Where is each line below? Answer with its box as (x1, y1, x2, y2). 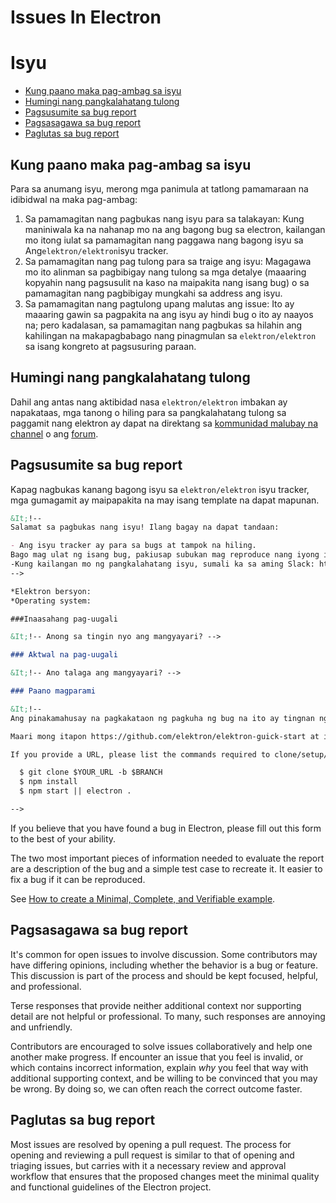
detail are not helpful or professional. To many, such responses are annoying (10, 1010, 326, 1022)
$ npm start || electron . (19, 786, 132, 796)
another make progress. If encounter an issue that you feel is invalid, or (10, 1051, 304, 1063)
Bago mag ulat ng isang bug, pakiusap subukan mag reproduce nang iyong (10, 550, 320, 560)
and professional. (10, 980, 82, 992)
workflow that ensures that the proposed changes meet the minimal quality (10, 1170, 320, 1182)
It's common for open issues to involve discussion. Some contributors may (10, 948, 318, 960)
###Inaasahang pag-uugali (10, 614, 118, 624)
